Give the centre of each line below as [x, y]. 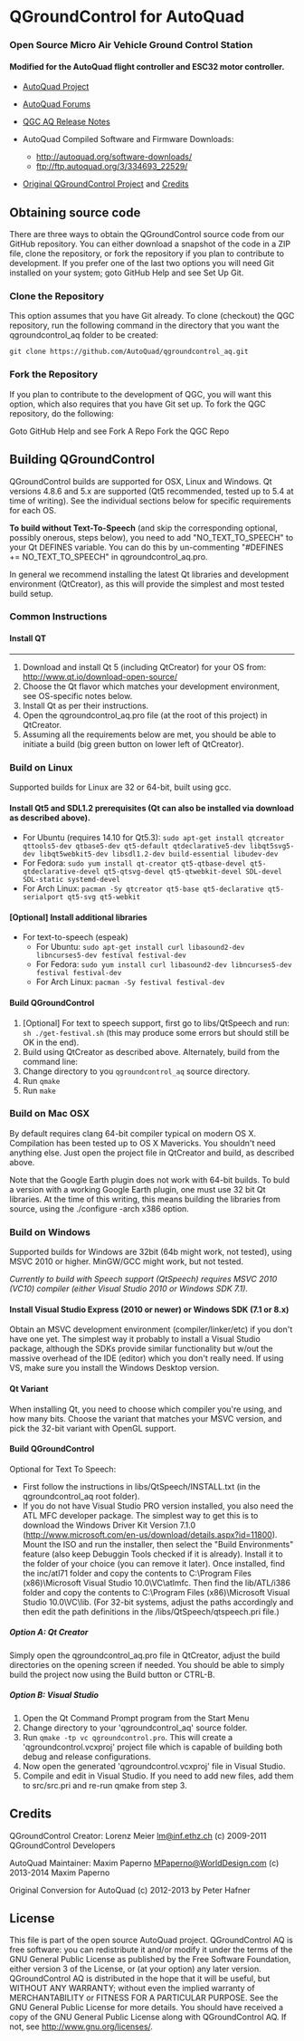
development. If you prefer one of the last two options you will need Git [142, 264]
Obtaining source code [75, 212]
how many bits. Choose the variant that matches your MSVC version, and [146, 1418]
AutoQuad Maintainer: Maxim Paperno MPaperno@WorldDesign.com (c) [144, 1863]
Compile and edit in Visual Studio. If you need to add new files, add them [158, 1776]
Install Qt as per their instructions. [85, 705]
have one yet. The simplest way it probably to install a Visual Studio [135, 1339]
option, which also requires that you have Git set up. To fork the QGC [138, 404]
